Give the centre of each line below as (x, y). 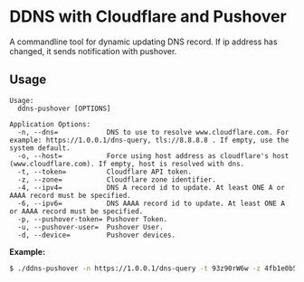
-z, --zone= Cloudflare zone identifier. (117, 179)
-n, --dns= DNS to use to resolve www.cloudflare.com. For (153, 132)
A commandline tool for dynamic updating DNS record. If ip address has (143, 42)
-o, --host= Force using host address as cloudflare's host (153, 155)
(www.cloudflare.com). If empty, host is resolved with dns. (127, 164)
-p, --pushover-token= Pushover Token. (93, 219)
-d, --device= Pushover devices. (97, 235)
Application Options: (50, 124)
